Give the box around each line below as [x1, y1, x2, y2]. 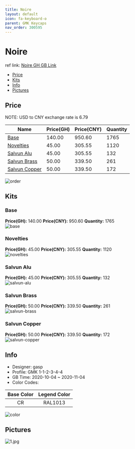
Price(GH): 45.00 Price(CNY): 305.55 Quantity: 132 [5, 275, 111, 281]
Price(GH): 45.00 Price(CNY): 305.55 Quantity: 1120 [5, 246, 112, 252]
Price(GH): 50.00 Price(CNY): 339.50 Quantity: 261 [5, 303, 111, 309]
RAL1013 [43, 399, 66, 406]
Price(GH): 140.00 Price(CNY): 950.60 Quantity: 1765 [5, 218, 115, 224]
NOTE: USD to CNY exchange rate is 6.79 [5, 114, 88, 120]
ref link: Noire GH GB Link [5, 62, 57, 68]
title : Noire [5, 7, 32, 12]
